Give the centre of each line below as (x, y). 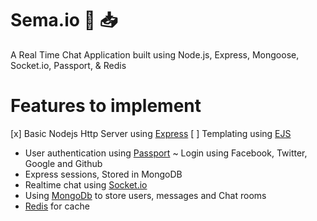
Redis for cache (57, 206)
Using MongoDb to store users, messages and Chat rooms (145, 195)
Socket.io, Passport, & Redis (68, 65)
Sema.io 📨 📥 (64, 20)
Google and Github (63, 163)
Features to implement (106, 106)
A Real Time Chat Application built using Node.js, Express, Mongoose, (155, 54)
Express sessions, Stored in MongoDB (103, 174)
